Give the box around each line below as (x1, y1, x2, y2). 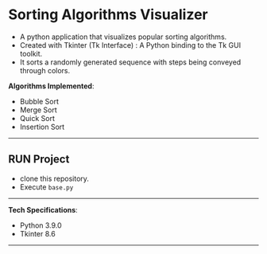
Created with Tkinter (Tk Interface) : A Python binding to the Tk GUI (19, 40, 241, 49)
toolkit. (19, 49, 43, 58)
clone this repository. (19, 174, 90, 183)
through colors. (19, 65, 71, 75)
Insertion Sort (19, 122, 65, 131)
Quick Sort (19, 113, 56, 123)
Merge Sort (19, 105, 57, 115)
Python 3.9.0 (19, 221, 62, 230)
